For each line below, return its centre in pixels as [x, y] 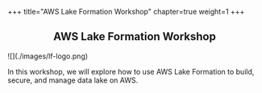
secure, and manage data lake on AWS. [73, 80]
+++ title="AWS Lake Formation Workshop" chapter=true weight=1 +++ [126, 12]
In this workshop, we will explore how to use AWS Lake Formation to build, [131, 71]
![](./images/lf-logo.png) [48, 56]
